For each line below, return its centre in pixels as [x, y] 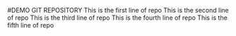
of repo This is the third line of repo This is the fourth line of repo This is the [117, 18]
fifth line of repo [31, 25]
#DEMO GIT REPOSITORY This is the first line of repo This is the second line [118, 10]
